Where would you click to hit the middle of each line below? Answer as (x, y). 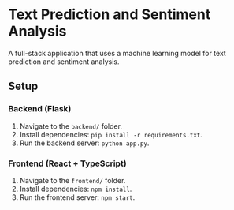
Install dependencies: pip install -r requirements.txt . (111, 134)
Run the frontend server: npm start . (77, 197)
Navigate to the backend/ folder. (71, 126)
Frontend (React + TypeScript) (68, 163)
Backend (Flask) (40, 109)
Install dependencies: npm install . (76, 189)
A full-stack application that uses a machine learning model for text (117, 53)
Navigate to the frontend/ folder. (72, 180)
